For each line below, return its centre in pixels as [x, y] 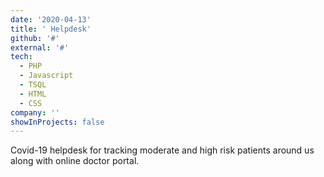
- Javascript [46, 76]
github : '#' [35, 38]
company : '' [35, 112]
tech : [21, 57]
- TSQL [33, 85]
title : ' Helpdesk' [51, 29]
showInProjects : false [57, 122]
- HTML [33, 94]
